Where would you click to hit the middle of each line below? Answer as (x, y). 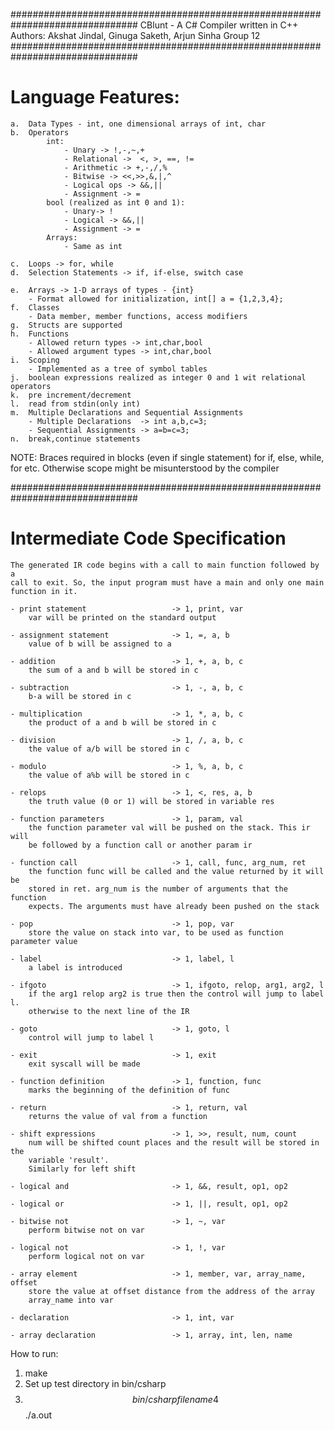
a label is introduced (75, 967)
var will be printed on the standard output (122, 617)
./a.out (38, 1415)
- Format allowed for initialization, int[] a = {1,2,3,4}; (156, 299)
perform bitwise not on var (86, 1230)
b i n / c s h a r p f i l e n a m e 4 (175, 1399)
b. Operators (40, 132)
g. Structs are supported (66, 325)
